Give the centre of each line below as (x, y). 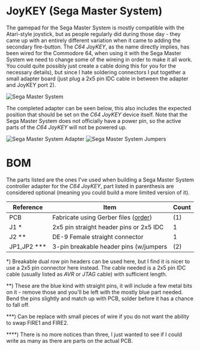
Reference (28, 207)
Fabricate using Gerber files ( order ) (102, 217)
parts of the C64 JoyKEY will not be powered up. (66, 127)
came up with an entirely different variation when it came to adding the (93, 40)
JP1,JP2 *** (28, 246)
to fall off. (18, 304)
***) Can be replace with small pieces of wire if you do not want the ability (98, 316)
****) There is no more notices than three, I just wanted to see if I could (94, 334)
